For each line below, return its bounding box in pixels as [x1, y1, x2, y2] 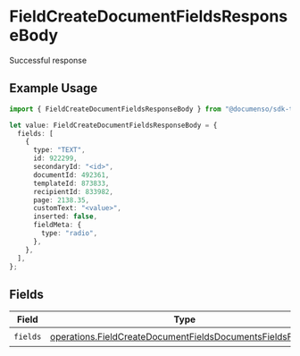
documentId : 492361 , [32, 170, 110, 180]
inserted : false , [32, 212, 98, 221]
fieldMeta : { [32, 221, 82, 230]
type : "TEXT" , [32, 146, 87, 155]
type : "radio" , [41, 229, 98, 238]
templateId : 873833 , [32, 179, 110, 188]
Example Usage [9, 81, 98, 96]
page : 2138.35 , [32, 195, 90, 205]
